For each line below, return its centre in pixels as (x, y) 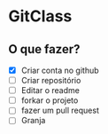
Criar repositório (51, 81)
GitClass (40, 16)
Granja (33, 121)
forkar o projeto (50, 100)
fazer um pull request (60, 110)
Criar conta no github (60, 70)
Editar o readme (50, 91)
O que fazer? (44, 49)
